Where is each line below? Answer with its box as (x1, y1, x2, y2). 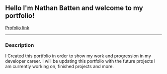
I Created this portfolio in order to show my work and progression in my (5, 53, 152, 59)
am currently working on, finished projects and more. (5, 64, 114, 70)
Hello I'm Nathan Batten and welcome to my (5, 4, 143, 12)
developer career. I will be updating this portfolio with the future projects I (5, 58, 156, 64)
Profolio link (5, 25, 30, 31)
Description (5, 41, 34, 48)
